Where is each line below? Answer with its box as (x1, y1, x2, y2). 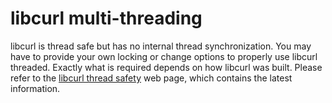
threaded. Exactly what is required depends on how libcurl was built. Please (10, 61, 323, 73)
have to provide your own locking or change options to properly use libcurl (10, 50, 318, 62)
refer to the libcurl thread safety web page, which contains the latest (10, 72, 293, 84)
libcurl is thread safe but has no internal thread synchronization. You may (10, 40, 312, 52)
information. (10, 82, 61, 94)
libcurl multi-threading (10, 7, 203, 30)
